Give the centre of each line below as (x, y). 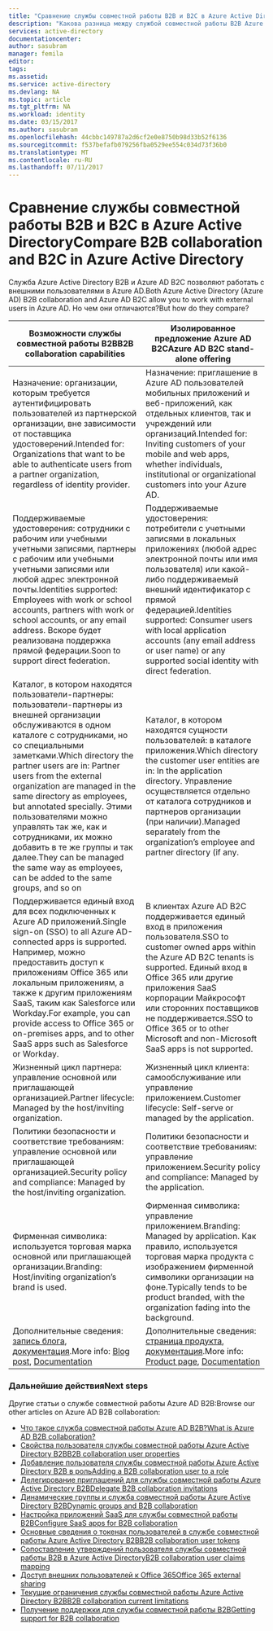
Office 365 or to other (188, 1029)
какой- (236, 569)
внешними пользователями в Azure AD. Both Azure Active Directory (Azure (136, 291)
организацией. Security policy (70, 1172)
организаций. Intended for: (197, 434)
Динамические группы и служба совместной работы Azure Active (135, 1497)
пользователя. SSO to (187, 937)
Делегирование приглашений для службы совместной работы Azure (141, 1480)
